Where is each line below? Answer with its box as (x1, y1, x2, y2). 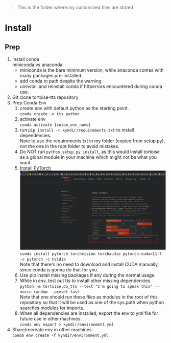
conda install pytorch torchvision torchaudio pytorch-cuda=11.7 (19, 251, 162, 256)
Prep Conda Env (12, 100, 47, 105)
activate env (19, 116, 46, 122)
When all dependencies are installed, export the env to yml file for (19, 310, 159, 316)
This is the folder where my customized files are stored (17, 5, 133, 10)
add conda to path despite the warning (19, 78, 102, 84)
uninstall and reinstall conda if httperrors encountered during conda (19, 83, 163, 89)
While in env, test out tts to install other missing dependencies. (19, 277, 152, 284)
